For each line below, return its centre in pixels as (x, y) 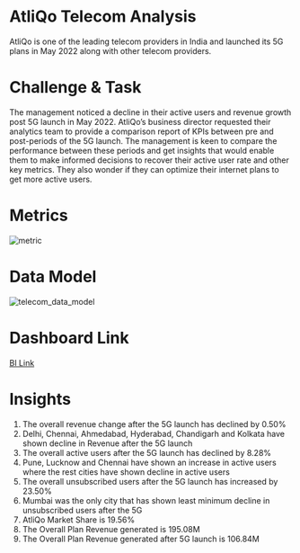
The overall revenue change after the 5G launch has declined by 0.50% (154, 424)
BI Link (22, 362)
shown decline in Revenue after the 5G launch (107, 443)
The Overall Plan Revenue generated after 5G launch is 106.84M (141, 539)
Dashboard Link (70, 338)
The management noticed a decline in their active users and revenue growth (150, 112)
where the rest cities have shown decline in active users (126, 472)
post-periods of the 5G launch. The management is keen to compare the (143, 140)
